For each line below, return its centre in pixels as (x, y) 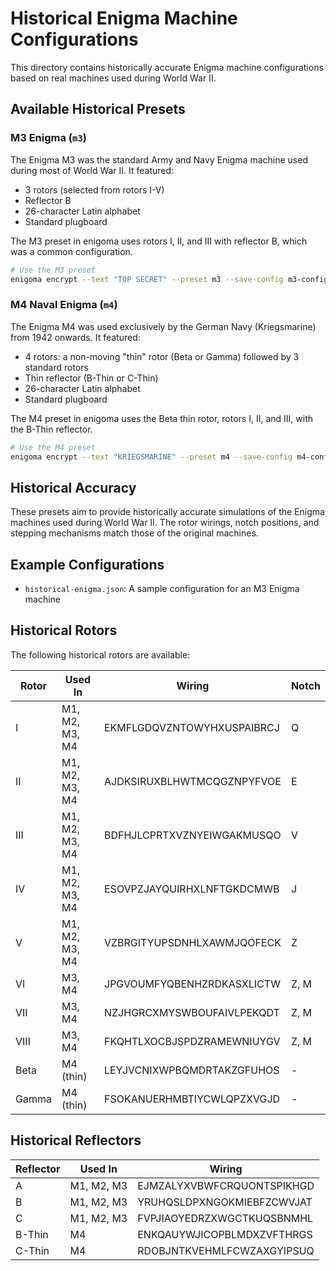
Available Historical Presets (98, 109)
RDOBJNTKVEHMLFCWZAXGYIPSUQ (226, 1250)
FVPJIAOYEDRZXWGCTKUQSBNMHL (225, 1218)
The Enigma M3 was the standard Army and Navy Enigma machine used (159, 159)
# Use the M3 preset (53, 270)
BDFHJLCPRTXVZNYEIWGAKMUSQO (193, 835)
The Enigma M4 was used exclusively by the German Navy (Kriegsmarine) (163, 326)
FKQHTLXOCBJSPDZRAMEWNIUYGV (192, 1041)
